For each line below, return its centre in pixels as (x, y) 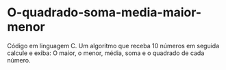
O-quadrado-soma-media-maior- (104, 13)
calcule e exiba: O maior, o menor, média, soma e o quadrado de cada (106, 53)
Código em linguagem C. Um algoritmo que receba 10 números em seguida (113, 46)
